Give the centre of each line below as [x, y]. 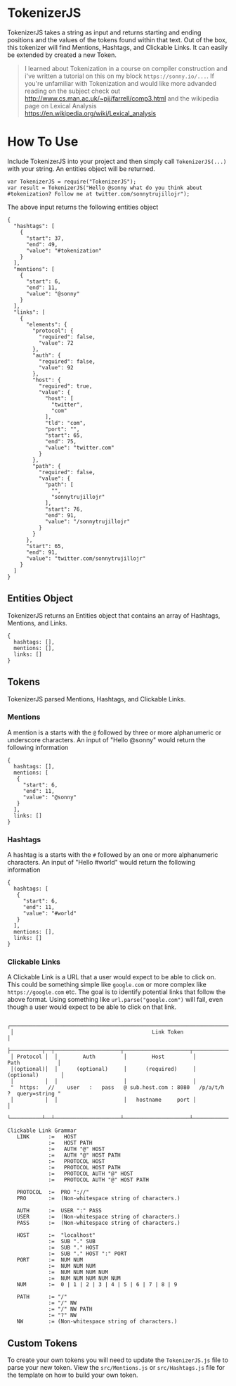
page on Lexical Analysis [60, 106]
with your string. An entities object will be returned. [81, 169]
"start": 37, [45, 238]
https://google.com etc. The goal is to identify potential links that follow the [117, 992]
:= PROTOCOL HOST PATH [84, 1168]
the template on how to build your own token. [73, 1375]
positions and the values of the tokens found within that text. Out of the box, [117, 39]
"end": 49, [42, 244]
